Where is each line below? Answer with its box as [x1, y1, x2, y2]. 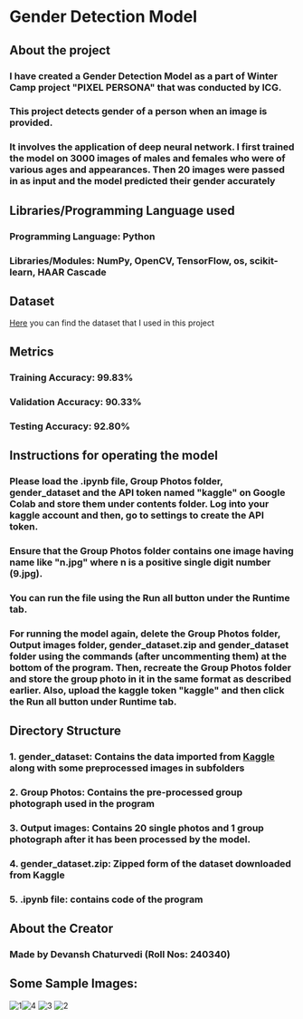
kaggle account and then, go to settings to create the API [9, 509, 264, 521]
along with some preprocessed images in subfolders [9, 762, 245, 774]
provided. [9, 116, 53, 129]
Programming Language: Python [9, 229, 156, 242]
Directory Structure [9, 723, 122, 739]
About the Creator [9, 921, 114, 937]
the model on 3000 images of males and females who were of [9, 152, 287, 165]
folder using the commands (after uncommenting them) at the [9, 650, 288, 663]
